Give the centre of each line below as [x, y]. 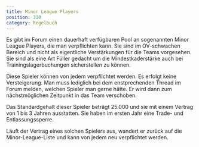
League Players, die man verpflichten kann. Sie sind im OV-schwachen [93, 46]
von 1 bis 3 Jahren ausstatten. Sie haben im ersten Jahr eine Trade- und [95, 113]
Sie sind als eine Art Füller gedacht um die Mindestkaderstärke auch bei [95, 59]
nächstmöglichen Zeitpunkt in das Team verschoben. [72, 95]
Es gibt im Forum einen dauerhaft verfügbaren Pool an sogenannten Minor [98, 40]
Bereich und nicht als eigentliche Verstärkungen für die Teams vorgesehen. [99, 52]
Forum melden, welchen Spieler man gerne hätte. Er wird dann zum [89, 89]
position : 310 [24, 17]
